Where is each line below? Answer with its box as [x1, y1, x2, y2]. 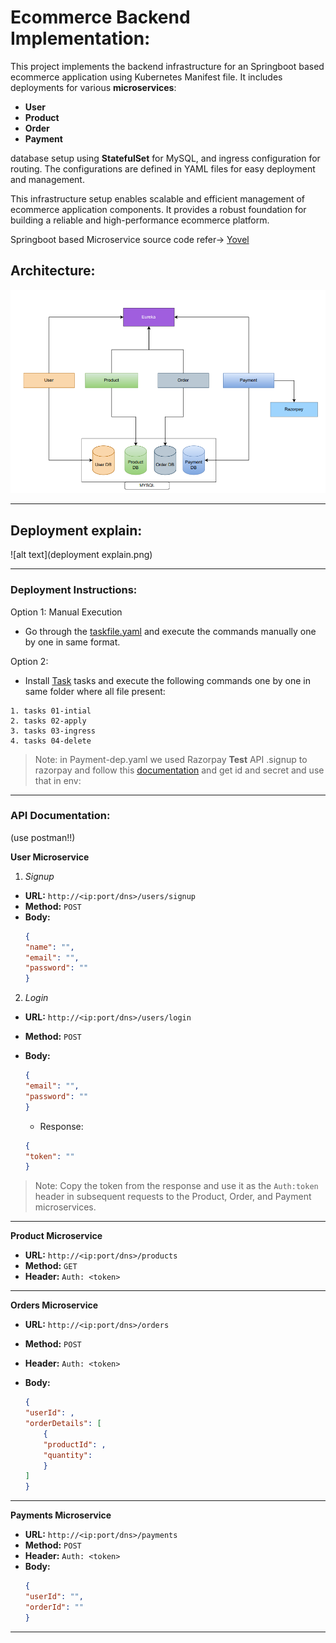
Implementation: [10, 27, 151, 50]
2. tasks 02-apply [10, 716, 87, 726]
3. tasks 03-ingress [10, 726, 97, 736]
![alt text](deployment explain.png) [10, 549, 153, 561]
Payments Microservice [10, 1509, 112, 1521]
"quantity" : [43, 1450, 93, 1460]
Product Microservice [10, 1230, 103, 1242]
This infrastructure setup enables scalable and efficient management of [10, 192, 306, 205]
